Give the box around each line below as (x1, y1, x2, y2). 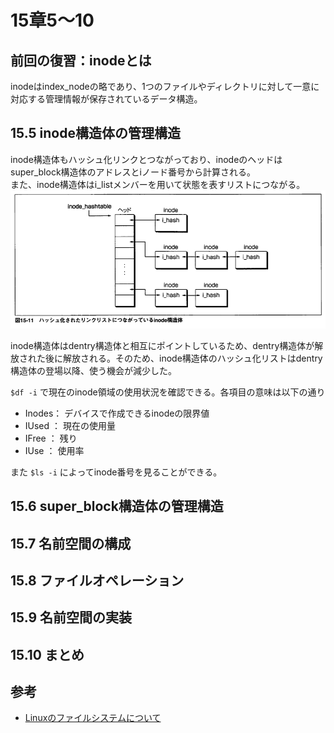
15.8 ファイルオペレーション (10, 572, 185, 589)
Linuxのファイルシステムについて (24, 712, 162, 724)
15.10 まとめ (10, 646, 85, 663)
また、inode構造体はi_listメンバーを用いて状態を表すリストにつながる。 (10, 178, 306, 190)
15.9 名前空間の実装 (10, 609, 132, 626)
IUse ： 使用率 (24, 444, 85, 456)
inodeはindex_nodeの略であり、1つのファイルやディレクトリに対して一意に (10, 81, 320, 92)
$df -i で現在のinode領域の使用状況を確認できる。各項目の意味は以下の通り (10, 386, 326, 398)
